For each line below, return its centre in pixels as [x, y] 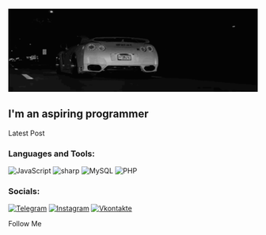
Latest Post [27, 133]
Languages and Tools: [51, 154]
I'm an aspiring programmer [78, 114]
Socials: [24, 191]
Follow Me [25, 224]
